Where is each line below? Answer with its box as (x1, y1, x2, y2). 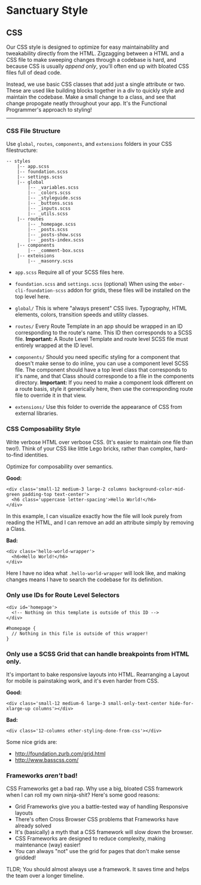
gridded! (14, 854, 36, 862)
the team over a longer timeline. (6, 872, 85, 880)
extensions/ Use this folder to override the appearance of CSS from (14, 403, 182, 411)
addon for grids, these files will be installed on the (67, 286, 190, 294)
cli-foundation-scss (14, 288, 66, 294)
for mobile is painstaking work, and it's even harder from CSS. (6, 677, 160, 684)
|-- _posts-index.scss (28, 237, 84, 243)
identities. (24, 451, 49, 458)
